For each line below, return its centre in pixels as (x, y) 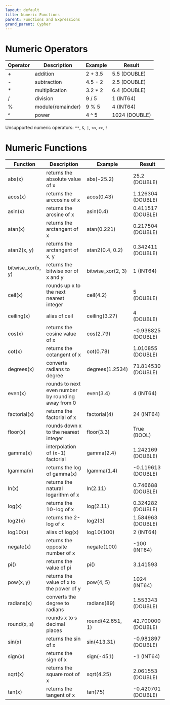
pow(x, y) (19, 582)
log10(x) (18, 532)
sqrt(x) (16, 674)
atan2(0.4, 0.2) (105, 250)
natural (55, 488)
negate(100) (102, 547)
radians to (58, 369)
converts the (61, 597)
